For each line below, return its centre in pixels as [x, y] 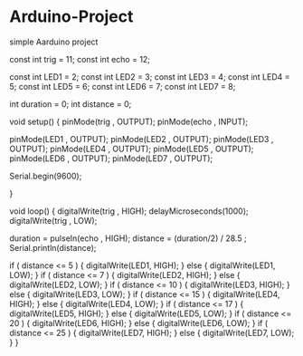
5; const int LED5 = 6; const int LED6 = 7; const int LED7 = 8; [123, 86]
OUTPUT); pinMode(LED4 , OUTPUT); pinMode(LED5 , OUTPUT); [132, 149]
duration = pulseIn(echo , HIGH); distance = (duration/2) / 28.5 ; [128, 238]
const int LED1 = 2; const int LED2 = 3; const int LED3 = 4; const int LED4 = [150, 77]
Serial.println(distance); [53, 247]
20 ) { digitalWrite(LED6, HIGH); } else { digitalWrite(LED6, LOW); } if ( [139, 322]
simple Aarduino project [54, 42]
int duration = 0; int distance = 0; [71, 104]
